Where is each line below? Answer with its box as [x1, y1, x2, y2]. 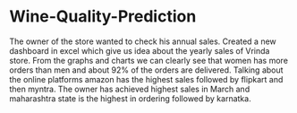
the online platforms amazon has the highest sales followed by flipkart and [9, 74, 284, 84]
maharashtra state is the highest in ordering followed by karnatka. [9, 92, 252, 104]
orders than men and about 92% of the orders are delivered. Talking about [9, 65, 284, 75]
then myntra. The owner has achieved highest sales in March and [9, 83, 250, 94]
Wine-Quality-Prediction [9, 6, 197, 27]
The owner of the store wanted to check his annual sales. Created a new [9, 36, 277, 47]
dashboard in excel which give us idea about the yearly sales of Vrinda [9, 45, 270, 56]
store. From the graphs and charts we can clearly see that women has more [9, 55, 289, 65]
